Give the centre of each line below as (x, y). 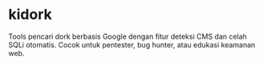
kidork (30, 15)
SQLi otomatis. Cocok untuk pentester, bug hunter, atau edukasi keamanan (132, 44)
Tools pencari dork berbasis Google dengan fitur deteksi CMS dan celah (127, 36)
